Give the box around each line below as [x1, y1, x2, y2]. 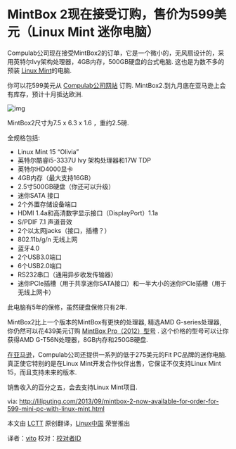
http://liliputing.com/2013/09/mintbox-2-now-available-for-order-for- [19, 397, 219, 405]
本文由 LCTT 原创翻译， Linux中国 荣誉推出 [7, 419, 131, 427]
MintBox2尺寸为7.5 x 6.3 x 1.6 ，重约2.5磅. [7, 118, 129, 127]
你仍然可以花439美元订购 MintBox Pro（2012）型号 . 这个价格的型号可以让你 [7, 327, 229, 335]
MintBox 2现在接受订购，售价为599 [7, 6, 214, 23]
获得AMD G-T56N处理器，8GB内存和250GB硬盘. [7, 335, 149, 343]
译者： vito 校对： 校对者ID [7, 434, 81, 442]
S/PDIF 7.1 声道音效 [17, 217, 72, 226]
